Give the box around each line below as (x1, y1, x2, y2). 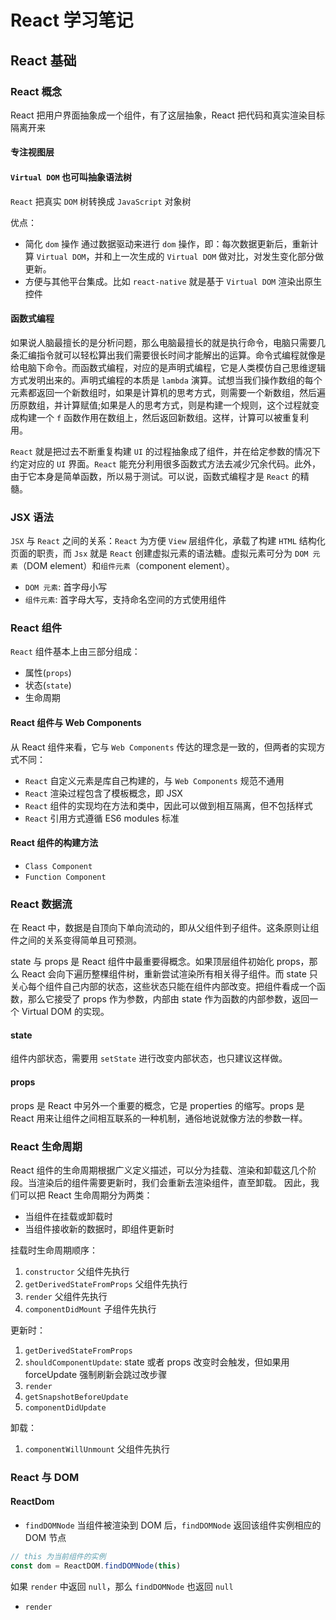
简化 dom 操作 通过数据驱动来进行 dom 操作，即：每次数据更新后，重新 (24, 237, 310, 250)
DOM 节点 (24, 1532, 67, 1543)
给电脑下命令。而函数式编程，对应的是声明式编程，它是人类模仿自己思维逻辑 (10, 361, 326, 373)
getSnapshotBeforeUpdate (24, 1392, 129, 1402)
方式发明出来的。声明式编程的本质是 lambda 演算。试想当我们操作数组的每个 (10, 374, 323, 386)
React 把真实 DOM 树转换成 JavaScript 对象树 (10, 195, 192, 207)
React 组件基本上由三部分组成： (10, 646, 141, 658)
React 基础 (10, 52, 77, 69)
